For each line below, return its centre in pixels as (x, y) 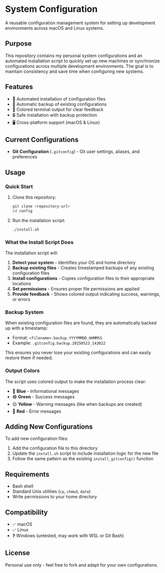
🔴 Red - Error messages (37, 411)
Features (19, 87)
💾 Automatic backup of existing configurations (60, 104)
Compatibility (26, 512)
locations (21, 284)
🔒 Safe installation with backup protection (55, 115)
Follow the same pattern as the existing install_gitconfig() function (83, 459)
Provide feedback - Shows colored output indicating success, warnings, (86, 294)
